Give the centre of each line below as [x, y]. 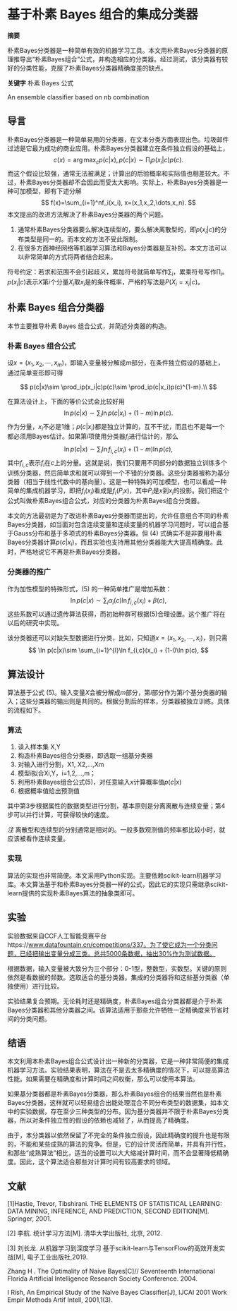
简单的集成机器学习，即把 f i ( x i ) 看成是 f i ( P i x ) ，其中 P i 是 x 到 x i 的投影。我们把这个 [118, 491]
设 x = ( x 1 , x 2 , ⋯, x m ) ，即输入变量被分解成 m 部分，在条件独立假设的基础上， [116, 363]
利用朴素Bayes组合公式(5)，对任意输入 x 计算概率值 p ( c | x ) [99, 782]
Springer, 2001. [29, 1219]
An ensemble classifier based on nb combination [78, 97]
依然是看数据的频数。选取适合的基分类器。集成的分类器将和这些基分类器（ [115, 977]
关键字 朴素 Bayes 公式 [41, 83]
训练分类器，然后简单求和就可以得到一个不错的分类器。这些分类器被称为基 [115, 473]
